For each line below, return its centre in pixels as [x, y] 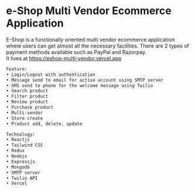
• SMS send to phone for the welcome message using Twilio [80, 86]
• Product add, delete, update [44, 124]
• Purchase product [30, 108]
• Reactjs [18, 140]
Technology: [20, 134]
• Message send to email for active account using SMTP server [85, 80]
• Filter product [27, 96]
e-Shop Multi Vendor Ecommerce [89, 11]
